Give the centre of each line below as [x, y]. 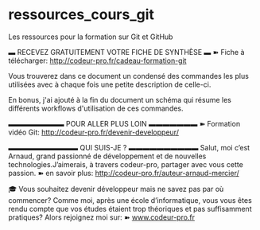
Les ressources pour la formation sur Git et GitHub [91, 37]
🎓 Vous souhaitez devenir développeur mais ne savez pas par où [116, 189]
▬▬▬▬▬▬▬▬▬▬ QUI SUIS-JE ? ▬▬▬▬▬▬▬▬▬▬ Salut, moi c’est [129, 147]
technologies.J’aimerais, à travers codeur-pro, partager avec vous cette [126, 164]
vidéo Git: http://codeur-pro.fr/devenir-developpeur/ [93, 132]
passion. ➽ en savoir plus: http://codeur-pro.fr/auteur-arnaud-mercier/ [124, 173]
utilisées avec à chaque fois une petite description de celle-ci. [110, 84]
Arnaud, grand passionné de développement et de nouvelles [107, 156]
